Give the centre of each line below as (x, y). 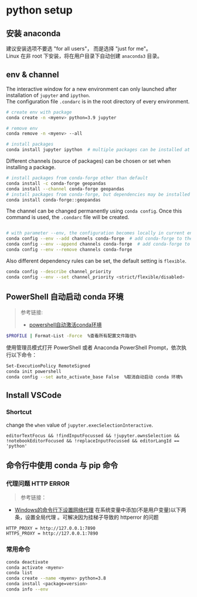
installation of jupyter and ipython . (48, 95)
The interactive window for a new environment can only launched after (91, 89)
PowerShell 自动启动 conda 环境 (65, 297)
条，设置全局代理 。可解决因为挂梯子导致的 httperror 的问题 (86, 517)
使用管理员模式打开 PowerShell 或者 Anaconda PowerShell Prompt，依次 (94, 348)
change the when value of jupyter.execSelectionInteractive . (80, 425)
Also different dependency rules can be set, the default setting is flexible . (96, 261)
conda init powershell (34, 372)
